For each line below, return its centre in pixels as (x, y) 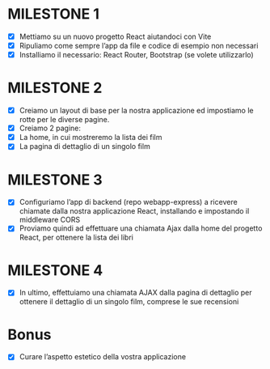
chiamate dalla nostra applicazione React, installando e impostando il (134, 211)
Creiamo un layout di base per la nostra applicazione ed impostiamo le (136, 111)
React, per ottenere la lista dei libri (76, 238)
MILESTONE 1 (54, 14)
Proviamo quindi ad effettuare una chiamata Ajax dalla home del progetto (141, 228)
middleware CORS (50, 220)
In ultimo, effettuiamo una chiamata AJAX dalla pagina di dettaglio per (135, 293)
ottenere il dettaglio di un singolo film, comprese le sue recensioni (129, 302)
